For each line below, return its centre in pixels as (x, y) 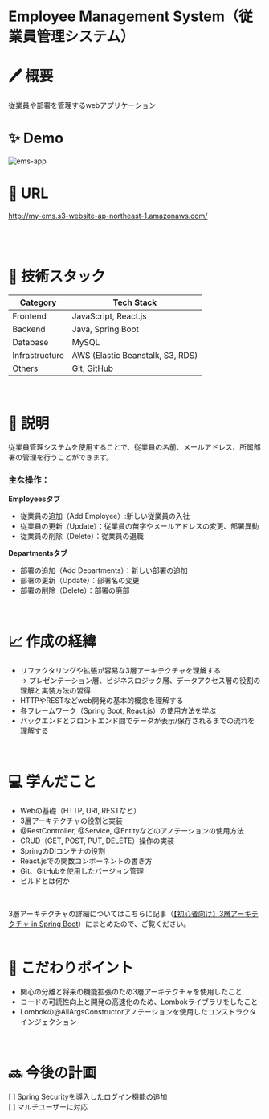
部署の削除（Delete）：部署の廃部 (75, 590)
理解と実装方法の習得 (55, 691)
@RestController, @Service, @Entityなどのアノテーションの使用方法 (132, 831)
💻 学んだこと (53, 782)
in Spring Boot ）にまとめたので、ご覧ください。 (111, 924)
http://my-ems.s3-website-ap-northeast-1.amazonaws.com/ (108, 216)
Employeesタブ (34, 499)
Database (31, 342)
